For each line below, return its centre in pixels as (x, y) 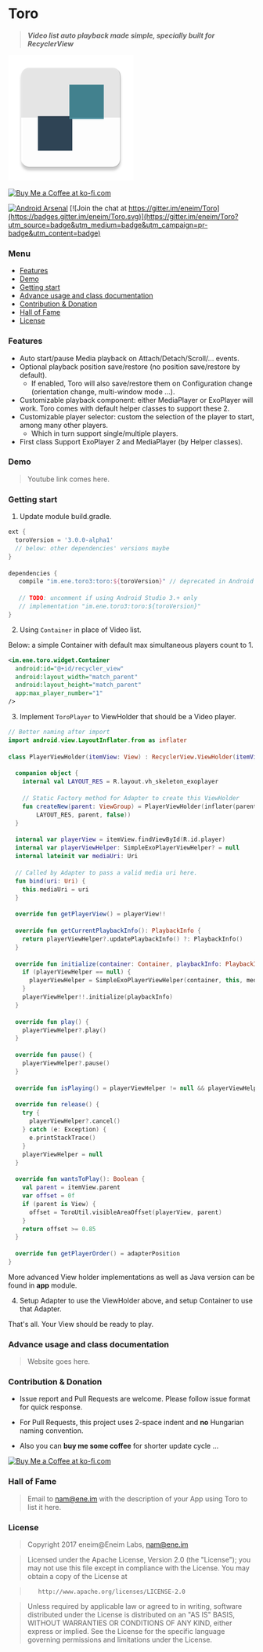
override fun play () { (52, 1022)
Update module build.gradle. (65, 517)
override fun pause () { (54, 1055)
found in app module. (43, 1285)
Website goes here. (59, 1361)
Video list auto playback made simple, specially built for (121, 35)
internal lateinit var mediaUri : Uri (77, 857)
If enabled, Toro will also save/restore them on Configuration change (142, 383)
